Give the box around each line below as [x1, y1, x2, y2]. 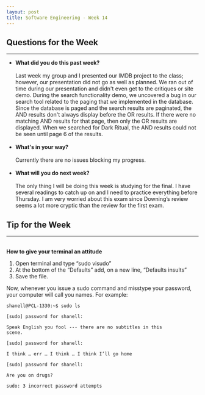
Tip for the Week [6, 219, 71, 230]
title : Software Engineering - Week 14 [6, 15, 108, 21]
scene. [6, 330, 23, 336]
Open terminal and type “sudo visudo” [15, 260, 112, 267]
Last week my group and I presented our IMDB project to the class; [15, 72, 184, 79]
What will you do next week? [15, 169, 90, 177]
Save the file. [15, 273, 49, 280]
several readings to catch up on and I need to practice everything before [15, 189, 198, 196]
